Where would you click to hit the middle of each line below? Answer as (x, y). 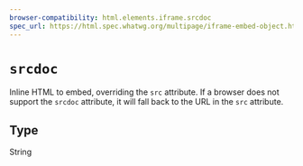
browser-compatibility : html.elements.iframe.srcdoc (110, 18)
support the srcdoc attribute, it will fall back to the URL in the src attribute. (147, 102)
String (21, 152)
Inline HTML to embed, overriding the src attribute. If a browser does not (144, 92)
